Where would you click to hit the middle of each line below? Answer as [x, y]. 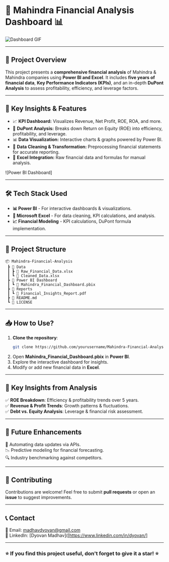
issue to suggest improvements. [38, 498]
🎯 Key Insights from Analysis [51, 388]
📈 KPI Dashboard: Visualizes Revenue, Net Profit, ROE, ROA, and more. [87, 121]
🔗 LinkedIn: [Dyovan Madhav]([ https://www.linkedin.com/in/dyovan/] [76, 535]
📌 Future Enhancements [44, 432]
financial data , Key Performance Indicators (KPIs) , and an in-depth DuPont [84, 83]
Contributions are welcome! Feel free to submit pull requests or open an [80, 492]
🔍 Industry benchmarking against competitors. [54, 457]
